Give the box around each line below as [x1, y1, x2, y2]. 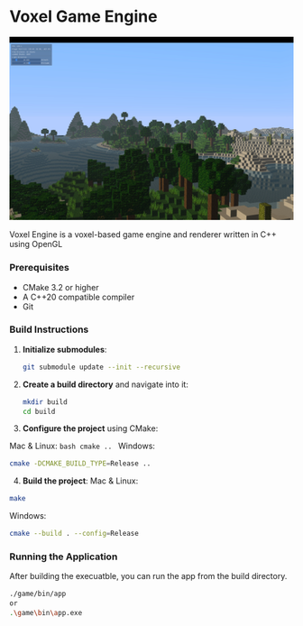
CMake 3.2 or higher [22, 281, 99, 292]
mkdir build [22, 397, 68, 407]
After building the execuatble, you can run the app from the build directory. [9, 571, 288, 582]
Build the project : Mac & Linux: [22, 475, 139, 486]
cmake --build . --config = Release [9, 529, 140, 539]
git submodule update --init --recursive [22, 363, 181, 372]
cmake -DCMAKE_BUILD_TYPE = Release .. [9, 459, 151, 468]
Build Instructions [9, 323, 89, 336]
